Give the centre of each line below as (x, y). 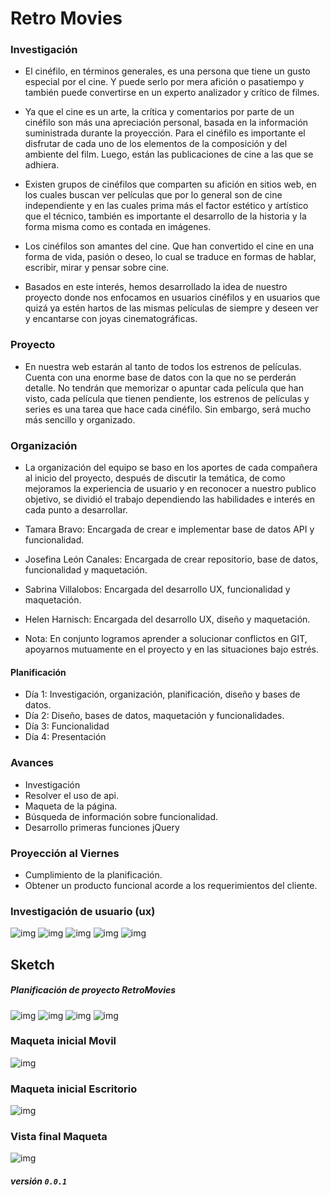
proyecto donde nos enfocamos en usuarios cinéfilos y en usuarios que (172, 298)
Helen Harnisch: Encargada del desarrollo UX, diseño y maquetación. (167, 619)
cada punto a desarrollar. (76, 510)
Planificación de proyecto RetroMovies (93, 990)
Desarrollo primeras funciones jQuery (102, 827)
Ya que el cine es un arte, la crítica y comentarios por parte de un (159, 112)
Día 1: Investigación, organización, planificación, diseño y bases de (162, 694)
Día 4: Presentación (65, 737)
